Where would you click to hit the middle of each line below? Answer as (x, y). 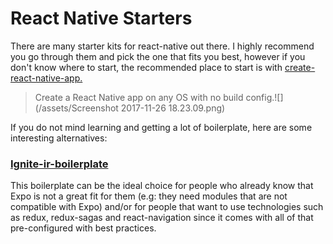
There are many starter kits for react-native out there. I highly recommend (162, 46)
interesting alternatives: (59, 138)
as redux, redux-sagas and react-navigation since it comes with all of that (162, 218)
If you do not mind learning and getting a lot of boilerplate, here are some (161, 127)
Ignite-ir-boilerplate (59, 164)
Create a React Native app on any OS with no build (139, 97)
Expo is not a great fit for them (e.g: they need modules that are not (149, 196)
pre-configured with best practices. (83, 228)
